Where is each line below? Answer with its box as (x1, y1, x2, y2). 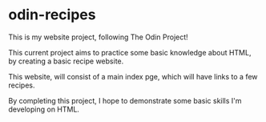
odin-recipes (8, 6, 96, 24)
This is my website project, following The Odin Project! (8, 32, 188, 42)
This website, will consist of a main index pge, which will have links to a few (8, 71, 258, 81)
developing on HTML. (8, 104, 80, 114)
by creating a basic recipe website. (8, 56, 124, 66)
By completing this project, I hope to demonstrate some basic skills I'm (8, 96, 242, 105)
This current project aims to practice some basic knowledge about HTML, (8, 47, 252, 57)
